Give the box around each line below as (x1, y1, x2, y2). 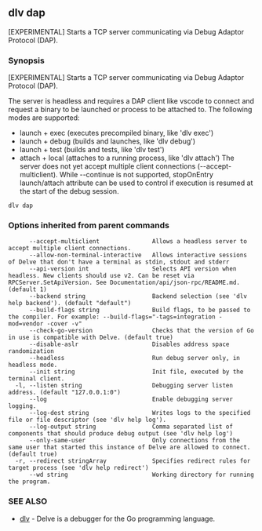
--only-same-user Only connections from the (28, 437, 241, 445)
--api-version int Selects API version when (28, 265, 237, 273)
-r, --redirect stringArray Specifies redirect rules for (15, 457, 251, 465)
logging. (8, 402, 37, 410)
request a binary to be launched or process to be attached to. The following (8, 105, 253, 115)
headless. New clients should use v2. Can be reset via (8, 272, 195, 280)
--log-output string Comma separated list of (28, 423, 234, 431)
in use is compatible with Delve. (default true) (8, 333, 174, 342)
